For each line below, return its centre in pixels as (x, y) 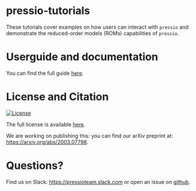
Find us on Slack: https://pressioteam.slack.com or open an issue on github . (98, 182)
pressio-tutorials (48, 11)
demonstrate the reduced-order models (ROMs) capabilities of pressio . (93, 33)
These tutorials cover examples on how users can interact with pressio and (97, 27)
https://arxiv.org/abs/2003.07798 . (47, 142)
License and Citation (57, 97)
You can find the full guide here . (45, 73)
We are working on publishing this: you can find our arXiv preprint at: (90, 135)
